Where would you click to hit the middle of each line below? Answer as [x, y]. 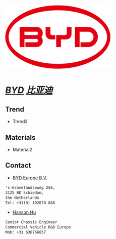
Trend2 [20, 122]
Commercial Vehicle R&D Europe [38, 227]
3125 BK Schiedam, [24, 192]
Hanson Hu [24, 212]
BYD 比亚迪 [29, 90]
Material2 [22, 150]
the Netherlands [22, 197]
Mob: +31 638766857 [26, 232]
